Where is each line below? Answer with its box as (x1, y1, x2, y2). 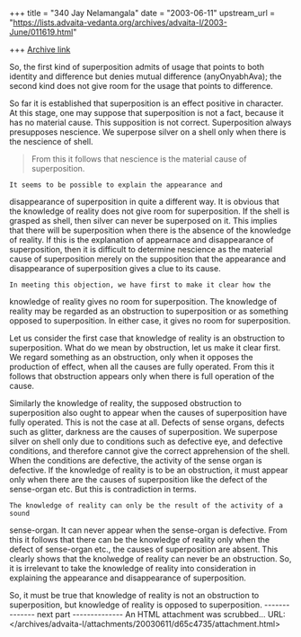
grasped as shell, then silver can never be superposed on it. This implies (9, 216, 278, 226)
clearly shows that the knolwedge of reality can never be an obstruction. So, (9, 553, 292, 564)
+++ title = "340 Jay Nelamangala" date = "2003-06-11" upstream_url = (9, 8, 276, 18)
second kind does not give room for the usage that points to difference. (9, 81, 274, 91)
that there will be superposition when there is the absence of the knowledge (9, 225, 292, 235)
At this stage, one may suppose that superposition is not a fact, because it (9, 108, 285, 118)
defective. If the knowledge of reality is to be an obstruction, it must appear (9, 464, 288, 475)
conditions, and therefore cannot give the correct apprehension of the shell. (9, 446, 290, 456)
